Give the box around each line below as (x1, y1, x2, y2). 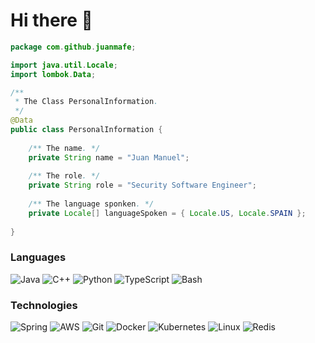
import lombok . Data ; (10, 69, 97, 79)
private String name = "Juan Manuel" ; (28, 152, 190, 163)
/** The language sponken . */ (28, 199, 155, 209)
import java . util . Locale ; (10, 60, 118, 70)
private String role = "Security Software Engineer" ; (28, 180, 257, 191)
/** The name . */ (28, 143, 101, 153)
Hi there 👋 (10, 9, 93, 32)
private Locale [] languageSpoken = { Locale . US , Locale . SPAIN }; (28, 208, 307, 218)
